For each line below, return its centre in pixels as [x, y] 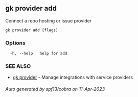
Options [15, 43]
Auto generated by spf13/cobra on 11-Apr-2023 [55, 89]
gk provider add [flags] [32, 30]
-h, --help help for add [39, 54]
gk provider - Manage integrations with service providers [73, 77]
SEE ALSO [18, 66]
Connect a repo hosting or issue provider [49, 20]
